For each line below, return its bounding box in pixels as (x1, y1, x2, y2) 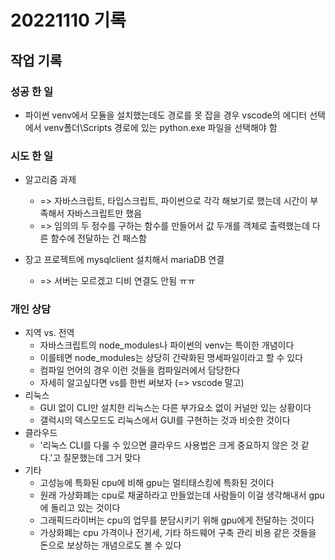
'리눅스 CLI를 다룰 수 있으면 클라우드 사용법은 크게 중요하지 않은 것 (39, 439, 299, 451)
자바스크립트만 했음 (66, 207, 143, 220)
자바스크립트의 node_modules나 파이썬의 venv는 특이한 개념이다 (39, 339, 295, 351)
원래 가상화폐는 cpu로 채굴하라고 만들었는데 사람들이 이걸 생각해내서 (39, 489, 307, 501)
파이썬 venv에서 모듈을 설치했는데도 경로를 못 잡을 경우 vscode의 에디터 (24, 109, 308, 121)
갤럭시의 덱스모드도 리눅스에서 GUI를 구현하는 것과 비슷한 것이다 (39, 414, 291, 426)
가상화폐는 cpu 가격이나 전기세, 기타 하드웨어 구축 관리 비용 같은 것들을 (39, 527, 317, 539)
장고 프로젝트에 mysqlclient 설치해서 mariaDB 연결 (24, 254, 225, 266)
